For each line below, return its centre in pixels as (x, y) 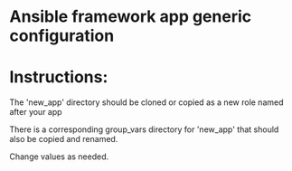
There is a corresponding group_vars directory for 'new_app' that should (144, 129)
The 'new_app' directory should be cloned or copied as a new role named (146, 102)
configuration (62, 36)
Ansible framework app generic (130, 17)
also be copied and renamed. (64, 139)
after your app (36, 112)
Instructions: (59, 77)
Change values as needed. (59, 157)
